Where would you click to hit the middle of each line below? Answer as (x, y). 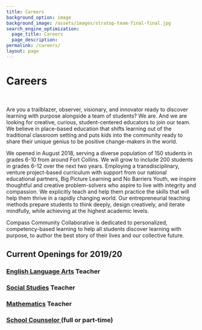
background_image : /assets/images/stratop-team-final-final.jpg (89, 23)
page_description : (35, 40)
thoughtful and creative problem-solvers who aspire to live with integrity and (101, 185)
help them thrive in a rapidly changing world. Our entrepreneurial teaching (98, 198)
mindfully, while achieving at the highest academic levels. (78, 211)
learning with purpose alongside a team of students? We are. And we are (97, 116)
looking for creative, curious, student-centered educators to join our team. (99, 122)
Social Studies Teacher (41, 287)
